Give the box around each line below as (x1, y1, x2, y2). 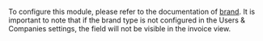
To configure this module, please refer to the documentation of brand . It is (8, 7, 256, 16)
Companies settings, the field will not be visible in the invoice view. (8, 24, 231, 33)
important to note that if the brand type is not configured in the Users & (8, 15, 245, 25)
